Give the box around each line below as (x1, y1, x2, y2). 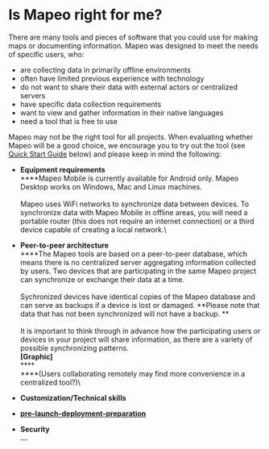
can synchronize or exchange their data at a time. (19, 274, 185, 284)
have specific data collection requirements (19, 99, 162, 109)
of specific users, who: (8, 49, 85, 59)
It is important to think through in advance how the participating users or (19, 326, 261, 335)
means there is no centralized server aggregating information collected (19, 257, 256, 267)
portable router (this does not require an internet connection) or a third (19, 216, 255, 226)
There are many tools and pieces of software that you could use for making (8, 32, 259, 42)
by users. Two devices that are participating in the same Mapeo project (19, 266, 257, 276)
